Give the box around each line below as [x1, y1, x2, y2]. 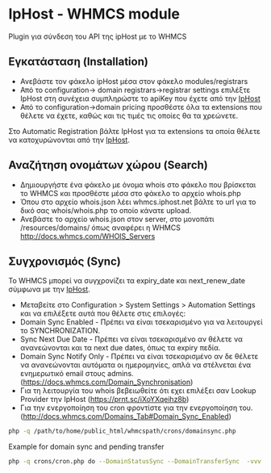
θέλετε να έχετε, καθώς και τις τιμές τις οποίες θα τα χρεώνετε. [19, 111, 239, 120]
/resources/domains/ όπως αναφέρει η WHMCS [19, 223, 181, 232]
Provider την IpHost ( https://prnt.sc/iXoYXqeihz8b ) [19, 395, 190, 404]
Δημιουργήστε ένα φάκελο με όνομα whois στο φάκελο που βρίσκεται [19, 179, 256, 190]
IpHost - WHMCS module [8, 5, 180, 23]
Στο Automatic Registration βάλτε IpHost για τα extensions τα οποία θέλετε [8, 126, 261, 136]
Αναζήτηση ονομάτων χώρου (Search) [8, 158, 208, 172]
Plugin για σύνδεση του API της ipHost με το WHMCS [8, 31, 187, 41]
